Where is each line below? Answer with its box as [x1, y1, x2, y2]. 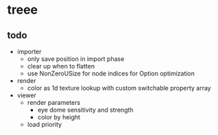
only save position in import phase [27, 55, 125, 63]
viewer [16, 91, 36, 99]
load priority [27, 121, 62, 128]
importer [16, 47, 42, 56]
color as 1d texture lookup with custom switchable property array [27, 84, 211, 92]
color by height [37, 113, 81, 121]
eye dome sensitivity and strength [37, 106, 134, 114]
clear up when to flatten [27, 62, 95, 70]
